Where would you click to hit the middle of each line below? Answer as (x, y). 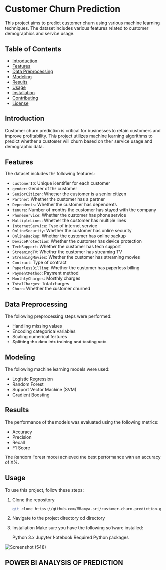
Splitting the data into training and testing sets (59, 342)
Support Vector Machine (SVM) (44, 389)
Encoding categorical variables (44, 331)
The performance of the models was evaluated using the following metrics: (82, 422)
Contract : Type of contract (39, 262)
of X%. (12, 462)
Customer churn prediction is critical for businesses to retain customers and (83, 130)
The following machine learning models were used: (57, 369)
